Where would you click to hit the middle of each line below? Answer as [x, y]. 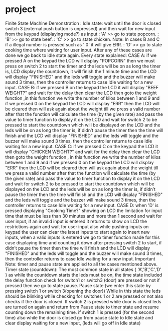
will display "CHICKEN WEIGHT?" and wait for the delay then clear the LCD [82, 152]
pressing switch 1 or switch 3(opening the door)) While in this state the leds [83, 291]
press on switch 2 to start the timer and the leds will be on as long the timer [83, 66]
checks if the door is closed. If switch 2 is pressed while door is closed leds [83, 301]
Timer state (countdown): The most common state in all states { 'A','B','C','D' [83, 269]
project [21, 9]
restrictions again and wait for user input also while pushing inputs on [77, 226]
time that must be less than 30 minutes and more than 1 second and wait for [83, 216]
